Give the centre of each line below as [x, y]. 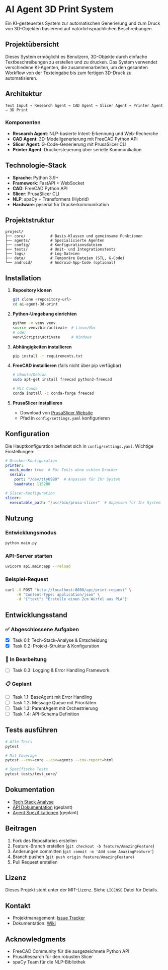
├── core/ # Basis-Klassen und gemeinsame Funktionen [74, 236]
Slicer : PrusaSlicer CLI [36, 194]
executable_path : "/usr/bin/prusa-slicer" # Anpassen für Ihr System [85, 503]
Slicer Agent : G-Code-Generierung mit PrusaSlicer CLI [69, 144]
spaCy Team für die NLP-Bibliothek [49, 962]
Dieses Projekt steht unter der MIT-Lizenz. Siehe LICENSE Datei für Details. [82, 890]
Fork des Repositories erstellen [45, 840]
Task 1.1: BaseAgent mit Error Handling [52, 697]
